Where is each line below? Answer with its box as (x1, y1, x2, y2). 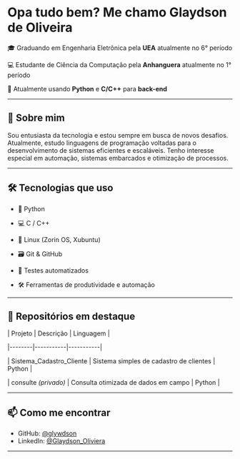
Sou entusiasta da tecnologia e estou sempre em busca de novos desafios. (7, 131, 229, 139)
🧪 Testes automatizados (17, 266, 89, 275)
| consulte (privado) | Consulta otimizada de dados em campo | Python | (7, 378, 220, 387)
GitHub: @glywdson (17, 429, 77, 438)
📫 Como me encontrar (7, 406, 111, 418)
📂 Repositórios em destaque (7, 310, 136, 322)
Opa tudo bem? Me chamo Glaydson (7, 4, 227, 21)
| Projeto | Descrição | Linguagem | (7, 329, 111, 338)
